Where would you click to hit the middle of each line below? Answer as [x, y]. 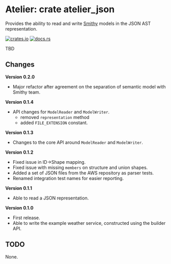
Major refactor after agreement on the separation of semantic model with [89, 86]
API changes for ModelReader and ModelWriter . [61, 112]
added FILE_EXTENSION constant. [54, 123]
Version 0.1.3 [19, 132]
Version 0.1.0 [20, 208]
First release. [26, 218]
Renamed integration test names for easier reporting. [68, 178]
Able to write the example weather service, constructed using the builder [89, 223]
